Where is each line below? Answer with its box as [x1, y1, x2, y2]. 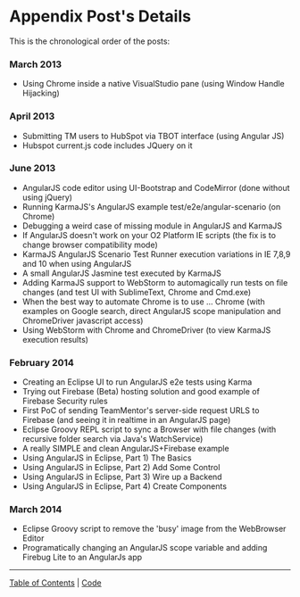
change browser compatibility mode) [21, 239, 158, 250]
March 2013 [9, 58, 62, 70]
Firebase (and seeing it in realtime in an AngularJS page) [21, 415, 231, 426]
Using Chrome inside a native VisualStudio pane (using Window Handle [21, 79, 286, 89]
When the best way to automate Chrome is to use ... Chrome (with [21, 296, 265, 307]
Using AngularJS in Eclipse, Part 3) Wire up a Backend [21, 471, 222, 483]
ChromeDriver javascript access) [21, 315, 144, 326]
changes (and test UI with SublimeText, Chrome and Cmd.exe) [21, 286, 252, 297]
